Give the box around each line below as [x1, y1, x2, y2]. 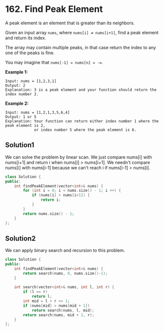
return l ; [31, 294, 52, 299]
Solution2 [5, 234, 36, 243]
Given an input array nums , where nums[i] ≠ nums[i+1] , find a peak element [5, 29, 159, 35]
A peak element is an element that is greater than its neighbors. [5, 20, 135, 26]
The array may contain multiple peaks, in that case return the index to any [5, 44, 157, 50]
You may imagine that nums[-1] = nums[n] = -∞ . [5, 59, 103, 65]
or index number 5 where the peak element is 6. [34, 127, 137, 132]
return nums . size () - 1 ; [23, 211, 75, 216]
